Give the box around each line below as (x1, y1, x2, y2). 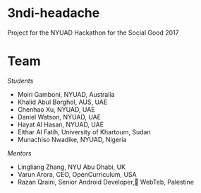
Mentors (7, 148, 32, 157)
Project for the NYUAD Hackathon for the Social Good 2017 (7, 28, 179, 37)
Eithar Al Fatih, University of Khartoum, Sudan (17, 127, 151, 136)
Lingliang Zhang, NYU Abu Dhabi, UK (17, 163, 126, 171)
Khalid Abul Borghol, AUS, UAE (17, 98, 108, 106)
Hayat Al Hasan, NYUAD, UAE (17, 120, 104, 129)
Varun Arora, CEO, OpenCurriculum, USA (17, 170, 138, 178)
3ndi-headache (7, 5, 100, 21)
